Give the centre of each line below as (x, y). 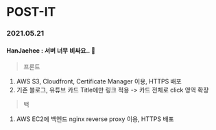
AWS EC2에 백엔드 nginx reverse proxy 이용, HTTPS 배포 (95, 119)
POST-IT (31, 12)
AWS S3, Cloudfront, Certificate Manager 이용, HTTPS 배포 (99, 81)
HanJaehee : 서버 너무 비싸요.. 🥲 (51, 50)
